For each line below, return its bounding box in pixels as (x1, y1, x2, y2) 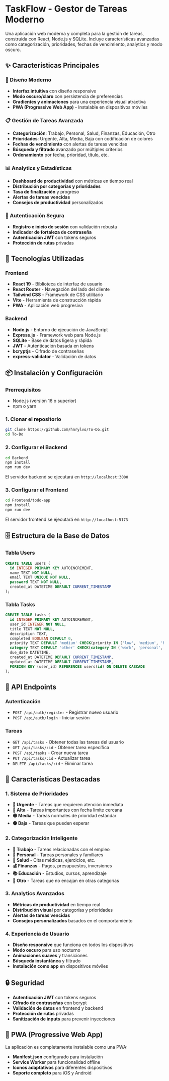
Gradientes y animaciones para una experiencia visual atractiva (12, 99, 146, 105)
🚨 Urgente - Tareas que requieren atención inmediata (12, 802, 123, 808)
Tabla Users (5, 549, 35, 556)
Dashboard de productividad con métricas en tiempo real (12, 178, 133, 184)
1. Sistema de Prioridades (5, 790, 69, 797)
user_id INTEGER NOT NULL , (10, 622, 66, 627)
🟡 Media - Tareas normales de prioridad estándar (12, 813, 117, 819)
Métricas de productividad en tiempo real (12, 901, 101, 907)
